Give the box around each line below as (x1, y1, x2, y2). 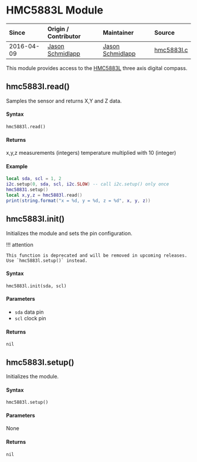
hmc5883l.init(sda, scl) (6, 283, 67, 289)
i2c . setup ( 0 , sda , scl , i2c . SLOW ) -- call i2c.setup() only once (6, 181, 169, 187)
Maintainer (102, 28, 134, 36)
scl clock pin (14, 314, 46, 321)
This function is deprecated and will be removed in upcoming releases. (6, 252, 188, 258)
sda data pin (14, 308, 44, 315)
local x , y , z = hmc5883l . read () (6, 192, 83, 198)
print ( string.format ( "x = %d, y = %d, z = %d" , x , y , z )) (6, 198, 151, 204)
